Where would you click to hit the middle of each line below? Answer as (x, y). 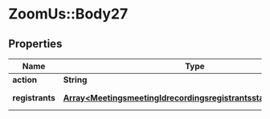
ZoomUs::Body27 (68, 14)
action (25, 80)
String (75, 80)
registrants (34, 98)
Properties (35, 44)
